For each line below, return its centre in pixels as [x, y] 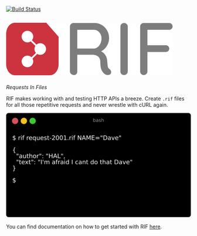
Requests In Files [27, 87]
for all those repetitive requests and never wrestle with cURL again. [87, 104]
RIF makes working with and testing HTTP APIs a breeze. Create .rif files [95, 98]
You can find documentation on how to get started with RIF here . [84, 227]
